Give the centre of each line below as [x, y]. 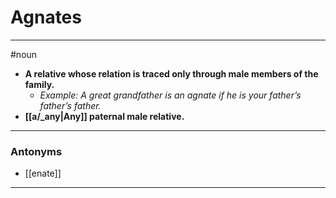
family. [39, 84]
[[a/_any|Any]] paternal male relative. [104, 116]
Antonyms [36, 151]
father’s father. [70, 105]
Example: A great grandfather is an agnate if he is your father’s [170, 95]
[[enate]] [43, 173]
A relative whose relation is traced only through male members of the [171, 73]
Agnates [46, 17]
